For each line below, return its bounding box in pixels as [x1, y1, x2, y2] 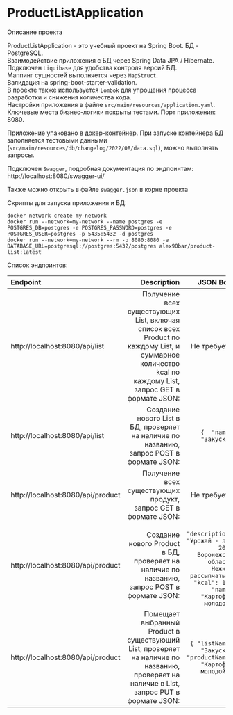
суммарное [141, 350, 180, 360]
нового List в [137, 413, 180, 423]
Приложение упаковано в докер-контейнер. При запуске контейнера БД [7, 129, 224, 137]
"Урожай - [186, 537, 219, 545]
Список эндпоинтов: [7, 261, 68, 269]
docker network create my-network [7, 212, 107, 219]
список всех [138, 323, 180, 333]
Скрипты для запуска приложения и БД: [7, 198, 127, 207]
